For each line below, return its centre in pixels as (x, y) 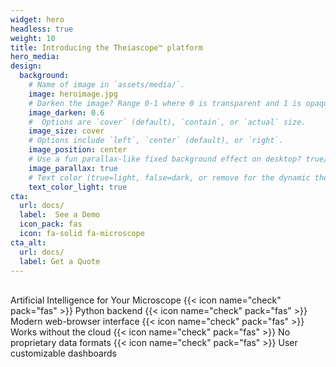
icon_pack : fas (51, 224)
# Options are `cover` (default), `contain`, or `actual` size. (167, 122)
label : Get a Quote (60, 261)
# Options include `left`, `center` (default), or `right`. (156, 141)
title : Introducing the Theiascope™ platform (106, 47)
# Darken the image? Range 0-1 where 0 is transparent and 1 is (165, 103)
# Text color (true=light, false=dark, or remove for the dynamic (169, 177)
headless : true (42, 29)
